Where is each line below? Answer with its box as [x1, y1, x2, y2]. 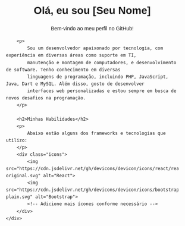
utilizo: [6, 137, 28, 143]
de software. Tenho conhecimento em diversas [6, 67, 121, 73]
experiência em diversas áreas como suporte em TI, [6, 52, 137, 58]
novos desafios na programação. [6, 95, 86, 101]
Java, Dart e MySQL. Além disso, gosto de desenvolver [6, 81, 145, 87]
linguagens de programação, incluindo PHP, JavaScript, [27, 74, 169, 80]
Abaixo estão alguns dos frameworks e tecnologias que [27, 130, 166, 136]
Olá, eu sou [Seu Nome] [33, 4, 151, 17]
